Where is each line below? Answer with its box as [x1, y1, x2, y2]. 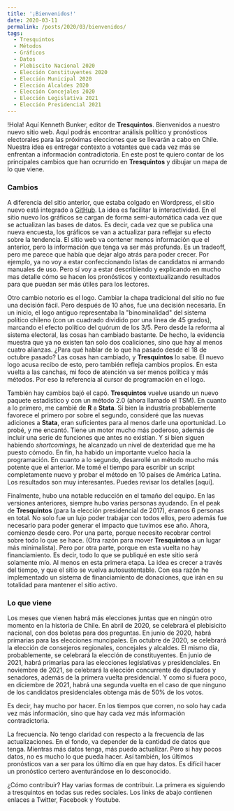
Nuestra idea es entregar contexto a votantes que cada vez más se [7, 143, 200, 151]
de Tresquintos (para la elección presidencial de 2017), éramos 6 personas [7, 506, 224, 515]
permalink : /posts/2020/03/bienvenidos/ [7, 23, 127, 30]
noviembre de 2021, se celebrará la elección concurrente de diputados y [7, 666, 217, 675]
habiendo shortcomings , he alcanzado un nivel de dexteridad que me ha [7, 441, 216, 450]
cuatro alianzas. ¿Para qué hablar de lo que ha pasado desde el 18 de [7, 345, 207, 354]
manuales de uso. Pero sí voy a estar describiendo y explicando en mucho [7, 265, 221, 273]
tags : [7, 29, 23, 37]
